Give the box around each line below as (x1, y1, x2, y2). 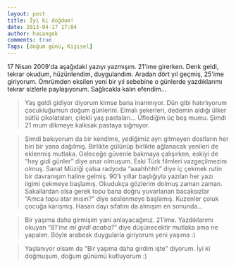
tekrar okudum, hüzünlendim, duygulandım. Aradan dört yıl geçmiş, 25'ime (7, 70, 224, 78)
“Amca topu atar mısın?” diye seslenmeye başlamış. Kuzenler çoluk (24, 194, 219, 203)
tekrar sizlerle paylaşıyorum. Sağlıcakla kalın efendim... (7, 85, 167, 93)
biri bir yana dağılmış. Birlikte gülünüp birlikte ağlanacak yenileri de (24, 142, 219, 150)
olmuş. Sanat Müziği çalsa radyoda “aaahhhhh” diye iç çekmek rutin (24, 165, 223, 173)
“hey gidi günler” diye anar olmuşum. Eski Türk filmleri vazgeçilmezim (24, 157, 228, 166)
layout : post (7, 10, 46, 18)
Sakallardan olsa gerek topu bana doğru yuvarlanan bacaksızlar (24, 187, 210, 195)
